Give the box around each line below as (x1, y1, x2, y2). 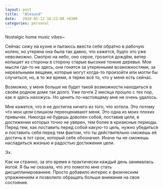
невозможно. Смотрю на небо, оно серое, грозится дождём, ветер (5, 54, 146, 60)
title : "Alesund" (5, 12, 43, 17)
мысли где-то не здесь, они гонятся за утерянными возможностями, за (5, 64, 156, 70)
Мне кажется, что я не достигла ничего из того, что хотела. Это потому (5, 104, 155, 110)
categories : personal (5, 20, 49, 26)
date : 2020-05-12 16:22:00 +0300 (5, 16, 78, 21)
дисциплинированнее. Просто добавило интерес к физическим (5, 169, 139, 175)
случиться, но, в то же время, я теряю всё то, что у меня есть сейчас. (5, 75, 153, 80)
